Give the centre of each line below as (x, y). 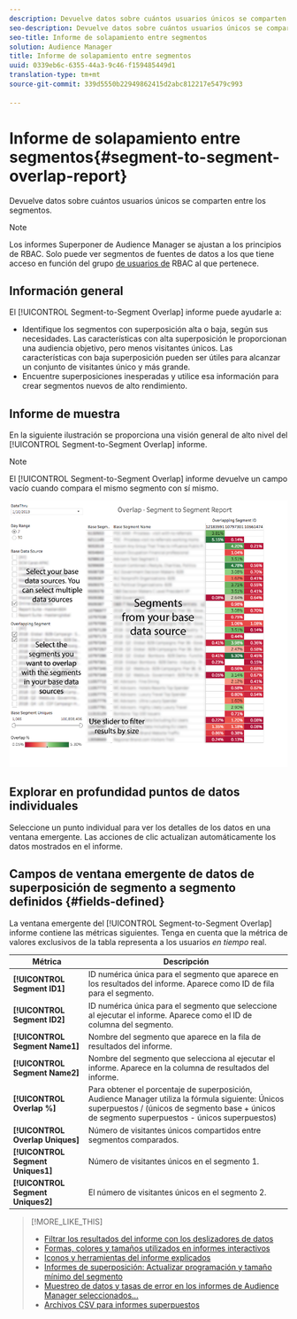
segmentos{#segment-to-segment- (145, 157)
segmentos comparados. (133, 1139)
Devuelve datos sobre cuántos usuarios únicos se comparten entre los (138, 200)
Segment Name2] (46, 1073)
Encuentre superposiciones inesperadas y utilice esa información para (150, 376)
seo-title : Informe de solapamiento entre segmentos (108, 37)
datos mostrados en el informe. (66, 846)
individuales (44, 806)
